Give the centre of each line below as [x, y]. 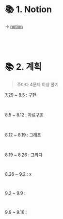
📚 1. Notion [29, 10]
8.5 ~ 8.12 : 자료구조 [24, 115]
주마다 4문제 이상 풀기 [38, 84]
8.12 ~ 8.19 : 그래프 [23, 135]
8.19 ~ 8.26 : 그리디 [24, 155]
